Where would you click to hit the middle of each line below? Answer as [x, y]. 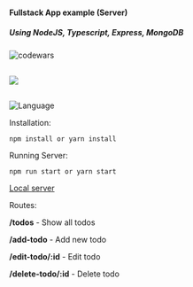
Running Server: [39, 156]
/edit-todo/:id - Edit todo [55, 257]
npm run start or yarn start [63, 172]
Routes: [23, 206]
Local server [32, 188]
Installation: [30, 123]
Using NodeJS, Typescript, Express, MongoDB [96, 33]
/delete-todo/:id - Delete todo [64, 274]
